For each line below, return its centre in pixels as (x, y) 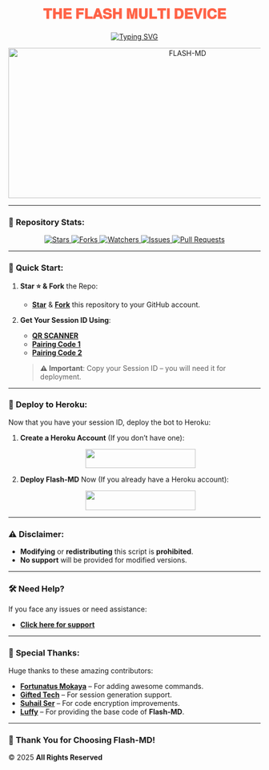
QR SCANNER (55, 335)
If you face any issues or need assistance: (78, 609)
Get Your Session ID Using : (65, 320)
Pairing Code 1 (56, 344)
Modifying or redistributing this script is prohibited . (106, 551)
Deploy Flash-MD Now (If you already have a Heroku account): (124, 480)
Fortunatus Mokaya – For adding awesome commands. (112, 686)
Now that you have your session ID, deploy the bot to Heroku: (110, 422)
